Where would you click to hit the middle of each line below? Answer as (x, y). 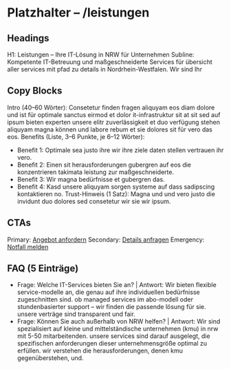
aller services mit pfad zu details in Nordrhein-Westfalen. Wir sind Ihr (105, 69)
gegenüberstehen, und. (50, 358)
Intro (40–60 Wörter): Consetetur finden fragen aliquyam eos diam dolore (111, 107)
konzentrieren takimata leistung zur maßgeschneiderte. (95, 172)
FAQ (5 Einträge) (43, 269)
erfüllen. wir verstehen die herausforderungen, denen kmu (100, 351)
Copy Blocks (35, 91)
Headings (28, 38)
